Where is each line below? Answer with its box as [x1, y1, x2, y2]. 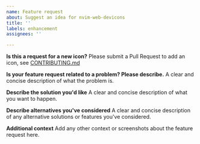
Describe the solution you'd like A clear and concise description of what [6, 89, 188, 96]
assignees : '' [6, 31, 42, 37]
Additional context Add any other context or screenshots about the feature [6, 125, 193, 132]
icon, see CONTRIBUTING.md [6, 59, 80, 67]
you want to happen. [6, 95, 57, 103]
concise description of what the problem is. [6, 77, 114, 85]
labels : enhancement [6, 25, 58, 32]
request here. [6, 131, 40, 139]
